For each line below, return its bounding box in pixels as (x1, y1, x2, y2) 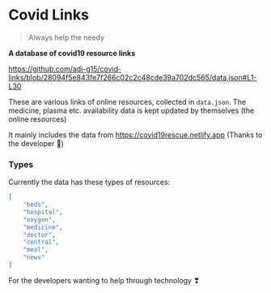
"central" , (23, 238, 60, 247)
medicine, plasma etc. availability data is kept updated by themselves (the (8, 106, 255, 115)
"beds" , (23, 200, 49, 209)
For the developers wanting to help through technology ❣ (8, 275, 200, 285)
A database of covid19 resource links (8, 48, 136, 58)
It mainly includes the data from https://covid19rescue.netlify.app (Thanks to (8, 130, 263, 140)
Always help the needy (28, 32, 105, 42)
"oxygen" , (23, 215, 57, 224)
